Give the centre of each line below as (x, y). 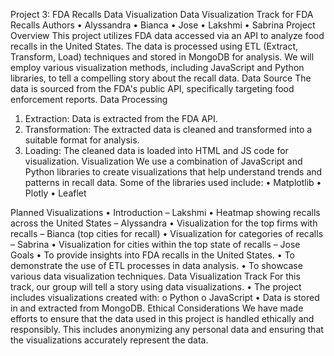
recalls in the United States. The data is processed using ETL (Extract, (154, 46)
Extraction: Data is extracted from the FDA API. (121, 118)
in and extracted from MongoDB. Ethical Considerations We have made (157, 308)
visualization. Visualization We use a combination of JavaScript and (163, 161)
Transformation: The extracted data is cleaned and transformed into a (168, 129)
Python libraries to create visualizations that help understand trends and (173, 172)
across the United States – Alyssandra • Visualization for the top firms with (164, 223)
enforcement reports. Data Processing (89, 99)
